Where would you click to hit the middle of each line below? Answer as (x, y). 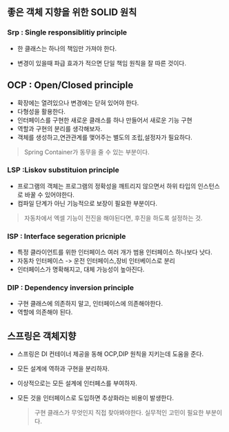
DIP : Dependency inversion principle (71, 288)
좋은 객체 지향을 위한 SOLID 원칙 (72, 12)
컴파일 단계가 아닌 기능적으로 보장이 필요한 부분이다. (87, 203)
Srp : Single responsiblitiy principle (67, 32)
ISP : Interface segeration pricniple (67, 236)
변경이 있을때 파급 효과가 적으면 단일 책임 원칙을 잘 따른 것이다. (101, 63)
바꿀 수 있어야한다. (49, 195)
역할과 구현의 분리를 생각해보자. (59, 128)
